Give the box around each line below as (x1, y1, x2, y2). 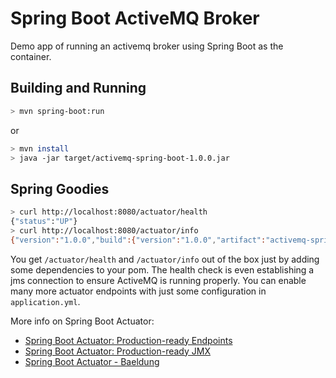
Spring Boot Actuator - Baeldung (24, 355, 160, 367)
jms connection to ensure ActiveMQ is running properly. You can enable (10, 274, 307, 286)
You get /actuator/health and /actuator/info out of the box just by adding (10, 253, 320, 265)
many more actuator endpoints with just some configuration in (10, 285, 267, 297)
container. (10, 50, 52, 62)
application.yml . (10, 295, 81, 307)
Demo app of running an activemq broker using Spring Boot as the (10, 40, 284, 52)
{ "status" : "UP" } (10, 217, 78, 227)
